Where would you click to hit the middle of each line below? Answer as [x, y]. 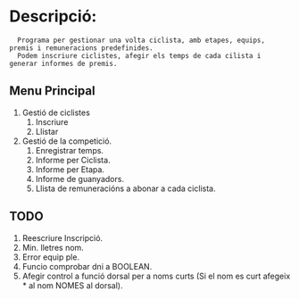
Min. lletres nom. [53, 247]
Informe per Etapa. [70, 169]
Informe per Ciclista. [73, 160]
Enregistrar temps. [70, 150]
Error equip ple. [51, 257]
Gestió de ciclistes [56, 112]
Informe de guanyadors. [80, 179]
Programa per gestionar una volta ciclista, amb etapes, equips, [141, 40]
